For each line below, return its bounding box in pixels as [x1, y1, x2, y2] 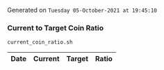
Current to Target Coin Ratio [7, 23, 104, 33]
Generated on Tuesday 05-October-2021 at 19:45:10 [7, 6, 158, 14]
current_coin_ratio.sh [7, 39, 73, 46]
